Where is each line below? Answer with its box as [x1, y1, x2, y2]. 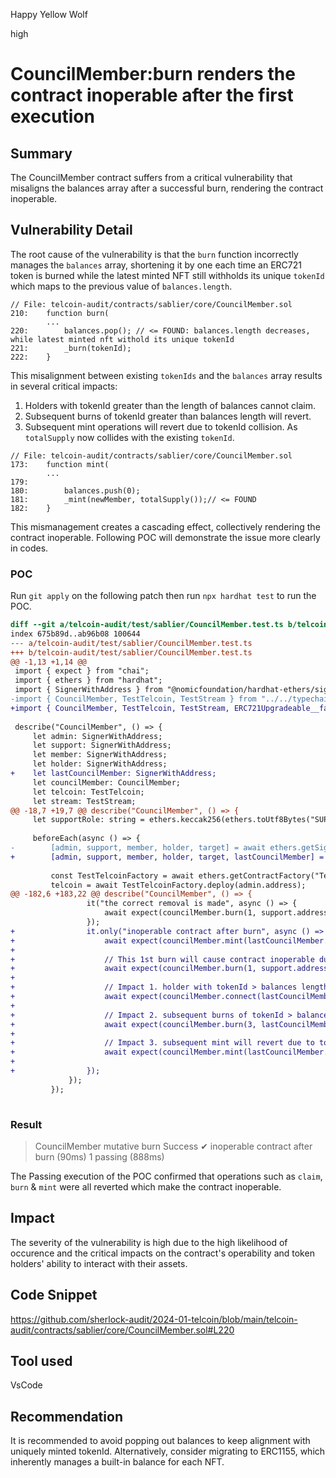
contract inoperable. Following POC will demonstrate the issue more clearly [10, 531, 321, 543]
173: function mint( [10, 459, 110, 469]
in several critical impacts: [10, 380, 118, 392]
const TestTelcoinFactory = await [50, 870, 195, 881]
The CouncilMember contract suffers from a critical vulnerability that [10, 172, 293, 183]
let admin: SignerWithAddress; [32, 731, 163, 741]
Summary [10, 145, 73, 162]
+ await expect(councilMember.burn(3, [10, 1019, 257, 1029]
